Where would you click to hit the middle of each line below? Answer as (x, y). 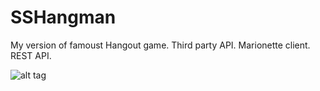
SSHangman (63, 17)
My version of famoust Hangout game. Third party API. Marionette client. (160, 45)
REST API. (31, 55)
